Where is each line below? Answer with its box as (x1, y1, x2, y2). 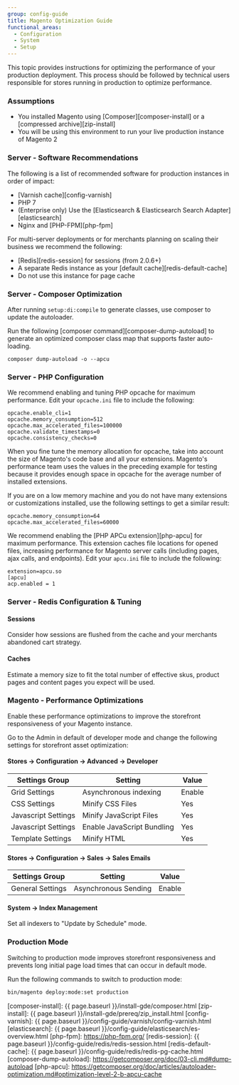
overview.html (7, 1031, 48, 1040)
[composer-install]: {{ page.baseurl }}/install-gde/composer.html (7, 1002, 197, 1010)
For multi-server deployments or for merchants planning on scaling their (7, 235, 219, 243)
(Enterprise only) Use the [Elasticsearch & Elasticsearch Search (17, 205, 204, 214)
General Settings (11, 884, 67, 894)
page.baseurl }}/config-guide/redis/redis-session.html (7, 1039, 167, 1048)
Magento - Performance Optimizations (7, 696, 144, 705)
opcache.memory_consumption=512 (7, 416, 103, 423)
